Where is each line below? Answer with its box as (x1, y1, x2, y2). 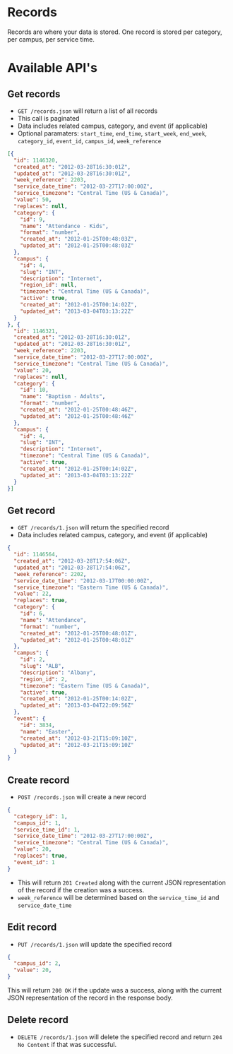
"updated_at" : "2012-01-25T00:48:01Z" (20, 636, 134, 643)
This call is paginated (17, 114, 80, 122)
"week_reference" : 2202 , (13, 570, 87, 577)
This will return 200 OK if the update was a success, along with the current (7, 986, 222, 994)
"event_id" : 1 (13, 858, 55, 866)
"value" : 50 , (13, 196, 52, 203)
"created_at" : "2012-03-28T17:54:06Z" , (13, 558, 131, 565)
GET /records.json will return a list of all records (17, 107, 157, 115)
